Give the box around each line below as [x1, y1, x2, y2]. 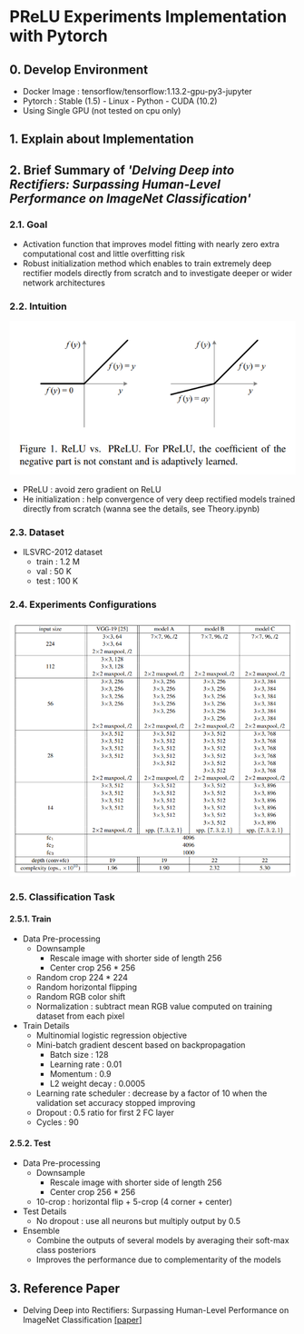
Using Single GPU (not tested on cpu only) [22, 105, 181, 115]
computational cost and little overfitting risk [22, 248, 186, 260]
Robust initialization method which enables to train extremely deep [22, 258, 272, 269]
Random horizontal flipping [35, 981, 138, 992]
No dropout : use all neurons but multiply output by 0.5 [35, 1216, 240, 1227]
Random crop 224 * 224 [35, 972, 129, 983]
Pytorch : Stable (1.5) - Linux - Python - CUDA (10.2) [22, 95, 218, 106]
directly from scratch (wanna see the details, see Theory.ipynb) [22, 503, 260, 514]
